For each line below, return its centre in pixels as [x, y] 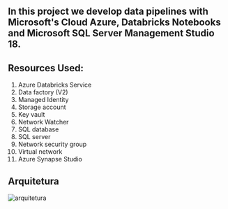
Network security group [52, 144]
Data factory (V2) [43, 92]
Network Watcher [43, 122]
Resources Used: [46, 68]
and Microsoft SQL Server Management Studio [111, 33]
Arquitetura [33, 181]
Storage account [42, 107]
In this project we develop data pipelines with [108, 12]
